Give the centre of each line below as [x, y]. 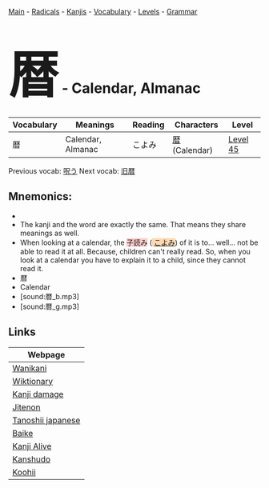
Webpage [46, 354]
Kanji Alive [32, 446]
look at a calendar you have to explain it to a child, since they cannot [133, 260]
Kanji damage [38, 394]
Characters [197, 125]
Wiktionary [33, 381]
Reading [149, 125]
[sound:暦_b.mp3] [50, 296]
